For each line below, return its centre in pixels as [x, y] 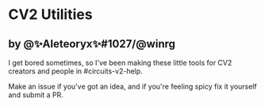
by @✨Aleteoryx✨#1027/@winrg [92, 44]
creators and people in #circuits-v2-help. [75, 71]
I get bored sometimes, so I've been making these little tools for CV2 [120, 62]
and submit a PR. [36, 95]
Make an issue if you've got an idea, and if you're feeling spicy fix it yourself [132, 86]
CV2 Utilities [50, 15]
